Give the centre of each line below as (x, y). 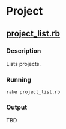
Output (17, 107)
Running (19, 79)
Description (24, 51)
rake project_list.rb (33, 92)
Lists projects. (23, 64)
